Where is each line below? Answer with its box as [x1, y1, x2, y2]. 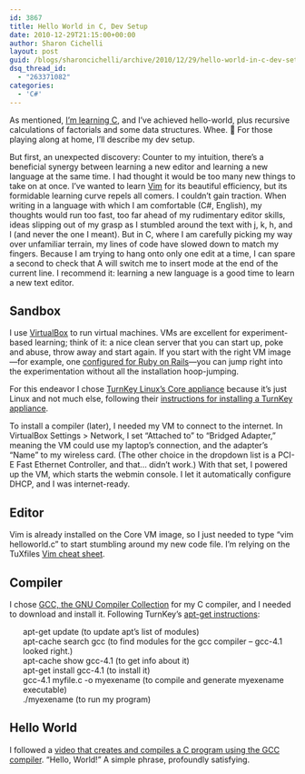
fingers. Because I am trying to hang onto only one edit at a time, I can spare [9, 247, 296, 259]
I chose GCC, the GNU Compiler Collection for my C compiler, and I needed [9, 598, 291, 609]
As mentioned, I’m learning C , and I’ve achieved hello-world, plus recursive [9, 115, 290, 126]
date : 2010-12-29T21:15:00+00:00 [9, 30, 136, 39]
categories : [9, 81, 54, 90]
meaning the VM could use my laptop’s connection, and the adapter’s [9, 440, 269, 451]
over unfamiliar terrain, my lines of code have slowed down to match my [9, 238, 280, 249]
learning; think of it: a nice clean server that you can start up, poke [34, 337, 284, 348]
